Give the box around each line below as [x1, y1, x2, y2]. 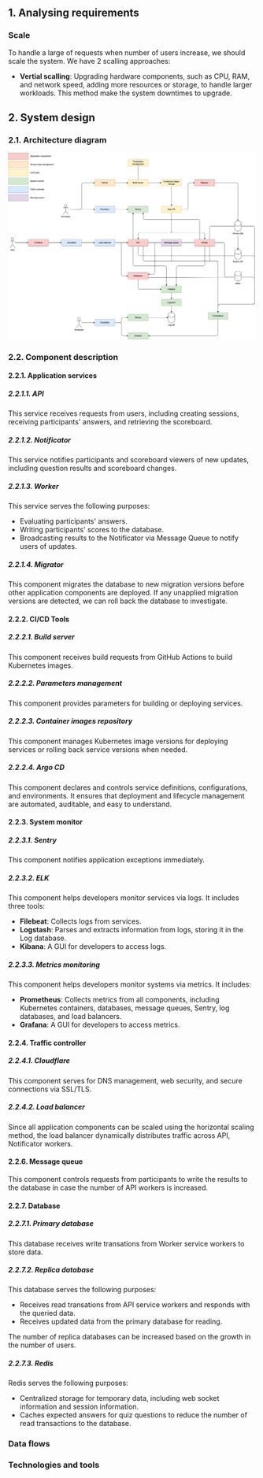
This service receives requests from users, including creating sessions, [8, 409, 239, 418]
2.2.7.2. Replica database [8, 1265, 94, 1275]
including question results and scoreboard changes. [8, 464, 177, 473]
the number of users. [8, 1340, 76, 1350]
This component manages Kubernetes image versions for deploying [8, 736, 228, 746]
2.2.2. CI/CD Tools [8, 614, 69, 624]
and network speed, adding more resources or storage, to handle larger [19, 80, 253, 89]
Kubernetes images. [8, 661, 73, 670]
